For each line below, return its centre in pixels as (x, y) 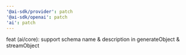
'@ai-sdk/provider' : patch (40, 12)
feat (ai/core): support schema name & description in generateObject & (93, 40)
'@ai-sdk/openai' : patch (37, 17)
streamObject (23, 46)
